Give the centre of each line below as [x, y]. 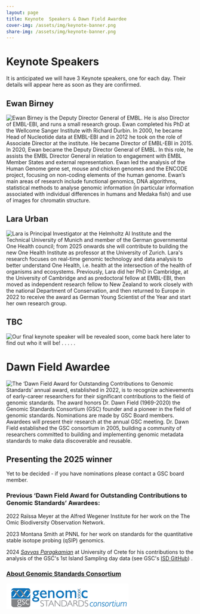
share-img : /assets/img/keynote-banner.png [61, 32]
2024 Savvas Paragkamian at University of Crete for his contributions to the [100, 552]
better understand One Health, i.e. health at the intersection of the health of [99, 265]
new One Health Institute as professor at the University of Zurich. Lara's [95, 252]
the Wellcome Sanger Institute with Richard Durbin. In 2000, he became [94, 131]
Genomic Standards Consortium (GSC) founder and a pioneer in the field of [99, 409]
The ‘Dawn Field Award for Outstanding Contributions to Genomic [93, 383]
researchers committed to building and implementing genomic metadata [95, 434]
